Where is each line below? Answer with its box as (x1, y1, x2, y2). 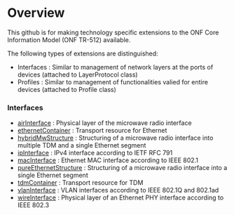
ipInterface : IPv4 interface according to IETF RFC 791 (17, 149, 173, 157)
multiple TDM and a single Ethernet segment (17, 141, 146, 150)
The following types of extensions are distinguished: (7, 49, 159, 58)
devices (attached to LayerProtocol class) (17, 70, 138, 79)
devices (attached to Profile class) (17, 85, 117, 93)
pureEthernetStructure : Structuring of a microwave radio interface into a (17, 164, 228, 172)
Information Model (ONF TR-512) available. (7, 35, 131, 44)
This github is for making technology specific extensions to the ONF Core (7, 28, 219, 37)
